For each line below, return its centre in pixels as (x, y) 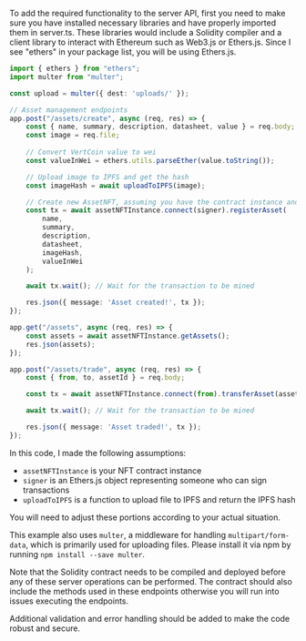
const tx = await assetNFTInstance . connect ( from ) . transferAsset (150, 394)
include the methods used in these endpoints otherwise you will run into (144, 591)
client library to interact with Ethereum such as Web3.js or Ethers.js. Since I (150, 42)
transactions (46, 490)
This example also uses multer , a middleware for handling (118, 534)
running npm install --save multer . (77, 554)
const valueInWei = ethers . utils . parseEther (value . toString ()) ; (150, 160)
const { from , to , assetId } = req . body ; (105, 378)
